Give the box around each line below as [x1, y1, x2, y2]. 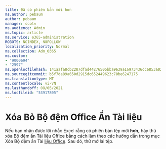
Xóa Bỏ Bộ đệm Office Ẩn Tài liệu [5, 111, 142, 123]
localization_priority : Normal [5, 44, 70, 49]
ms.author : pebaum [5, 12, 43, 17]
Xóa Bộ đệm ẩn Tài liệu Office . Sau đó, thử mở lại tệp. [5, 138, 114, 144]
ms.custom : [5, 53, 28, 58]
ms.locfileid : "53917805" [5, 90, 58, 95]
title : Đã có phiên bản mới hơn [5, 7, 72, 12]
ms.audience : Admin [5, 26, 45, 31]
